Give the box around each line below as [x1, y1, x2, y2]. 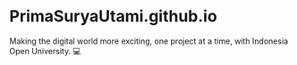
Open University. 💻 [9, 45, 81, 56]
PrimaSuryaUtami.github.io [9, 6, 217, 27]
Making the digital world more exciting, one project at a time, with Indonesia [9, 36, 289, 46]
